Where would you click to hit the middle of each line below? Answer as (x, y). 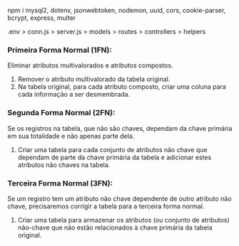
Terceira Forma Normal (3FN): (60, 183)
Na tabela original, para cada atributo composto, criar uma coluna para (122, 87)
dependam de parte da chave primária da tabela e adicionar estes (115, 157)
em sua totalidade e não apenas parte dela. (71, 136)
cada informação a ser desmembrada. (74, 95)
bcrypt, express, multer (42, 18)
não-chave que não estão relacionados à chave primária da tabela (115, 228)
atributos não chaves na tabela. (64, 165)
